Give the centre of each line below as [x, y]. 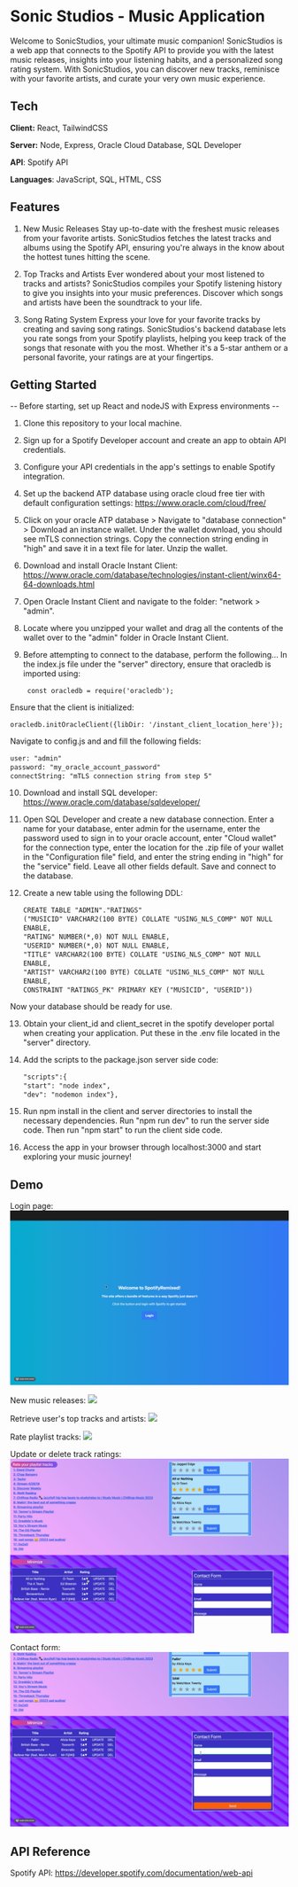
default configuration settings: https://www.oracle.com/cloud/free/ [144, 503]
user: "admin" [36, 759]
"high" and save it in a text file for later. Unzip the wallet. [125, 549]
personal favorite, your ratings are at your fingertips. [118, 357]
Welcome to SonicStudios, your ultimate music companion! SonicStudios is [146, 41]
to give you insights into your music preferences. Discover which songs [153, 292]
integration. [44, 477]
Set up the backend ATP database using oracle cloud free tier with [144, 494]
